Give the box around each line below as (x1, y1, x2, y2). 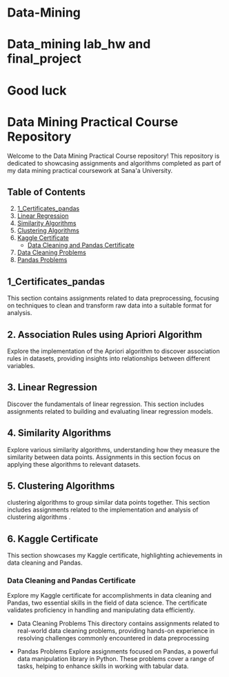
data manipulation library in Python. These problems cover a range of (17, 655, 215, 663)
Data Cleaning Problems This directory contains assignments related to (17, 619, 219, 628)
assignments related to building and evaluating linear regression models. (7, 407, 213, 415)
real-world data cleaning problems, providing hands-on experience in (17, 627, 215, 635)
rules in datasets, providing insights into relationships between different (7, 354, 210, 363)
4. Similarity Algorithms (7, 427, 112, 439)
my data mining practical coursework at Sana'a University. (7, 166, 173, 174)
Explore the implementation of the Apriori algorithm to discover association (7, 347, 220, 355)
